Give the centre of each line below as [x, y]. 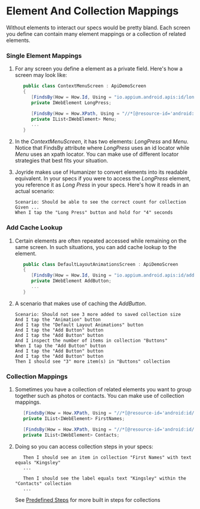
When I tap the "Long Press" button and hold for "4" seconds [94, 213]
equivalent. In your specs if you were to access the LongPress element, [103, 179]
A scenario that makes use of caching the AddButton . [81, 303]
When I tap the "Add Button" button [60, 346]
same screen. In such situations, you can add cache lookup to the [96, 247]
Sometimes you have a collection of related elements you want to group [103, 390]
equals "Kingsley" [38, 462]
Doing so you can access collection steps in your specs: [84, 446]
